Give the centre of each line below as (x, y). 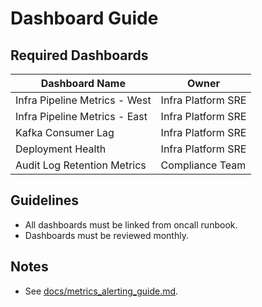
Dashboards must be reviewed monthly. (106, 235)
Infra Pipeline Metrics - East (81, 116)
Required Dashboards (79, 55)
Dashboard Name (83, 83)
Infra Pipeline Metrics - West (83, 100)
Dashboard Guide (84, 18)
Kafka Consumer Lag (65, 132)
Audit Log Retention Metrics (81, 165)
